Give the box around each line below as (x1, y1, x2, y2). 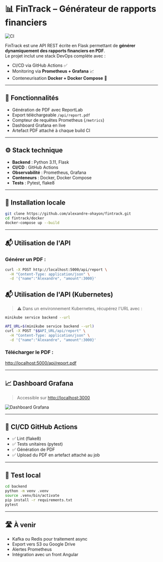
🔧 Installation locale (5, 198, 65, 206)
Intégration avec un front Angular (12, 552, 79, 558)
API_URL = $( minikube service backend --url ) (5, 324, 95, 329)
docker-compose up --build (5, 221, 60, 225)
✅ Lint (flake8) (12, 436, 41, 442)
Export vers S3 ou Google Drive (12, 541, 76, 547)
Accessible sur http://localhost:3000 (16, 394, 90, 400)
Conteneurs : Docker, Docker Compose (12, 174, 92, 180)
